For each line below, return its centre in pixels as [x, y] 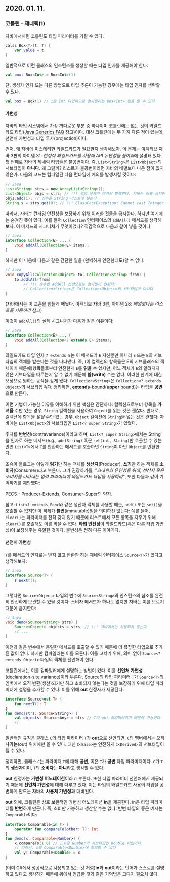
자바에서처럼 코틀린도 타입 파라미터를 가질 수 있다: [55, 36]
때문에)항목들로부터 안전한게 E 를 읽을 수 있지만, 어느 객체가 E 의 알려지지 [89, 368]
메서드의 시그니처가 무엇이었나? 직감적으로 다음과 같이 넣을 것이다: [86, 226]
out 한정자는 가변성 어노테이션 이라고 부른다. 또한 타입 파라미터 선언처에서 [78, 779]
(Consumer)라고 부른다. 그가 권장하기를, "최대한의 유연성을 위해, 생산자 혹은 [89, 470]
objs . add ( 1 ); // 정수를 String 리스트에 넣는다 [51, 198]
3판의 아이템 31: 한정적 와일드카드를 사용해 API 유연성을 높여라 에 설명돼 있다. [87, 156]
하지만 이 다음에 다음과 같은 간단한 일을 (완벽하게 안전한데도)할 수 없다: [75, 260]
